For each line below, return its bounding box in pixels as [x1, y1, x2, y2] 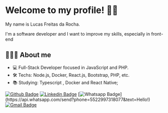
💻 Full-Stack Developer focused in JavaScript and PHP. [12, 64, 129, 70]
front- [151, 31, 163, 37]
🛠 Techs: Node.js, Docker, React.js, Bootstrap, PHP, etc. [12, 72, 130, 78]
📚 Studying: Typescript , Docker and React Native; [12, 79, 118, 85]
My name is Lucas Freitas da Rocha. [5, 21, 80, 27]
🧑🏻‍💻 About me [5, 51, 51, 59]
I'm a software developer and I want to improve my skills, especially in [5, 31, 150, 37]
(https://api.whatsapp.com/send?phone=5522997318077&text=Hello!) [5, 96, 150, 102]
